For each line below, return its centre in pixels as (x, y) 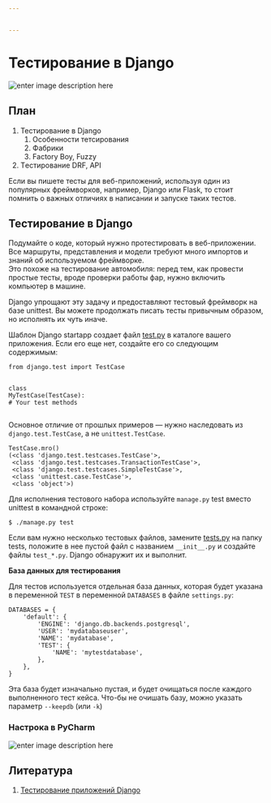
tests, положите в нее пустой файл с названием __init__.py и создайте (132, 546)
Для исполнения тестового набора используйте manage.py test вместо (130, 499)
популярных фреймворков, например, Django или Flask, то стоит (121, 189)
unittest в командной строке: (58, 508)
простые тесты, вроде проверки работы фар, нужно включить (117, 278)
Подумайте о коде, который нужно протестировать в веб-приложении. (132, 243)
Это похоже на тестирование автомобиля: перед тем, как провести (126, 269)
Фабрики (48, 148)
